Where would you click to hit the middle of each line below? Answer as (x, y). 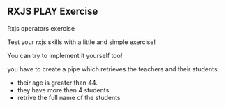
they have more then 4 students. (64, 90)
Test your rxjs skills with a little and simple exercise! (81, 42)
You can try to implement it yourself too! (65, 55)
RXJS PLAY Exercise (53, 12)
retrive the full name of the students (69, 97)
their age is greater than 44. (57, 83)
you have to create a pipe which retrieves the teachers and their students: (113, 69)
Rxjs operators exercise (41, 28)
